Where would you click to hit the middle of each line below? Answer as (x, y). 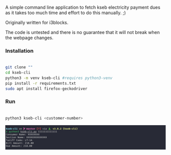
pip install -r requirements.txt (41, 83)
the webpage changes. (29, 38)
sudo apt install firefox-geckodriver (46, 89)
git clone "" (19, 67)
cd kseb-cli (18, 73)
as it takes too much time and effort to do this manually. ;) (66, 13)
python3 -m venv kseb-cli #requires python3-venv (59, 78)
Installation (20, 51)
